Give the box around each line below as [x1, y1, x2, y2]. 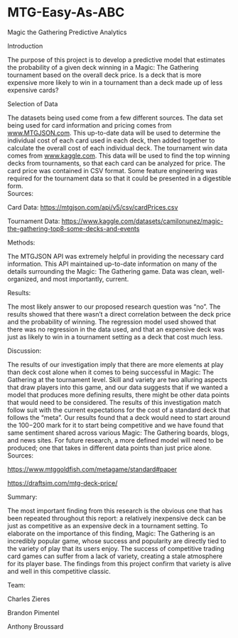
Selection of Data [7, 99, 58, 108]
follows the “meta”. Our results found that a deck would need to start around [7, 413, 231, 421]
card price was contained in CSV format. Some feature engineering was [7, 166, 218, 175]
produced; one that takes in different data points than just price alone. [7, 443, 212, 452]
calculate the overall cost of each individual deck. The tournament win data [7, 143, 228, 152]
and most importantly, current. [40, 274, 129, 283]
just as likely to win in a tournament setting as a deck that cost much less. [7, 332, 223, 341]
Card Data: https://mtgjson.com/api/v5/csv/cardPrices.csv [7, 202, 178, 211]
